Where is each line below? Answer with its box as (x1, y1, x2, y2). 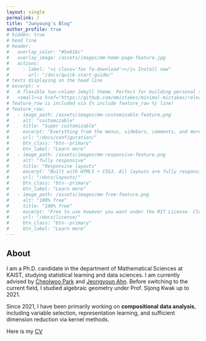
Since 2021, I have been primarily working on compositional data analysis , (6, 302, 196, 310)
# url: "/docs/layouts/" (6, 174, 81, 181)
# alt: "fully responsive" (6, 157, 86, 163)
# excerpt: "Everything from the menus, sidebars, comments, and (6, 129, 188, 135)
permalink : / (6, 15, 40, 21)
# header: (6, 44, 32, 50)
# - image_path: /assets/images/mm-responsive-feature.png (6, 151, 166, 158)
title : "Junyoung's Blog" (6, 20, 72, 26)
